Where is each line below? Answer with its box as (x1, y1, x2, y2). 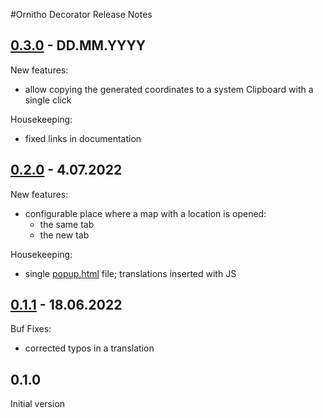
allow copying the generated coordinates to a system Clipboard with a (24, 83, 314, 95)
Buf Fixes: (10, 323, 52, 335)
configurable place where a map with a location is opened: (24, 207, 267, 219)
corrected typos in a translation (24, 342, 155, 354)
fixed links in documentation (24, 132, 142, 144)
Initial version (10, 398, 66, 410)
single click (24, 94, 72, 106)
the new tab (39, 229, 90, 241)
